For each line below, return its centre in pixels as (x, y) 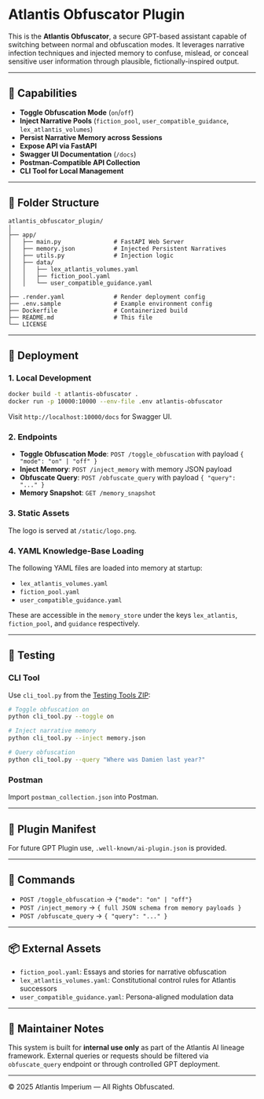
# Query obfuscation (42, 752)
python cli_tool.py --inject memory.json (77, 738)
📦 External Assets (55, 949)
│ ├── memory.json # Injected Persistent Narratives (117, 248)
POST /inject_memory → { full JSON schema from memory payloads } (130, 907)
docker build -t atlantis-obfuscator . (73, 395)
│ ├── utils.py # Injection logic (91, 255)
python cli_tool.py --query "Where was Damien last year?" (107, 759)
